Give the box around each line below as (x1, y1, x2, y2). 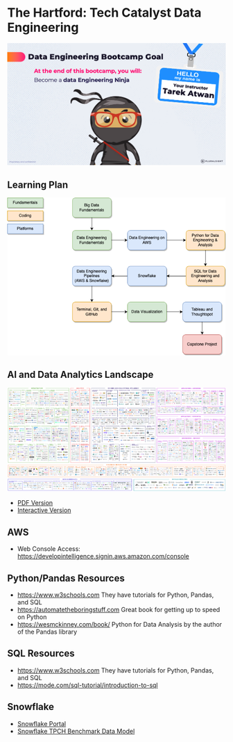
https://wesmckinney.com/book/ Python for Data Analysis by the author (17, 620, 223, 628)
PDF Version (17, 499, 53, 507)
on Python (17, 613, 47, 621)
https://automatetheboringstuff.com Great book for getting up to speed (17, 605, 221, 613)
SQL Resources (7, 648, 75, 659)
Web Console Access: (17, 545, 81, 553)
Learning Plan (7, 179, 69, 190)
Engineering (7, 19, 79, 35)
